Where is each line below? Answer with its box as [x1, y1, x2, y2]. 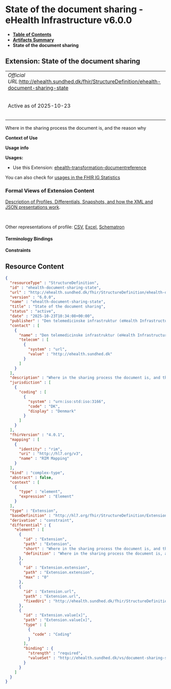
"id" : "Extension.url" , [23, 589, 76, 594]
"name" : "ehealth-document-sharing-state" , [10, 299, 106, 304]
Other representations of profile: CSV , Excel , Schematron [5, 224, 125, 230]
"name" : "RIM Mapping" [18, 456, 70, 461]
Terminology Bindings [5, 235, 53, 242]
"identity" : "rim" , [18, 446, 63, 452]
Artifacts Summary [12, 37, 54, 43]
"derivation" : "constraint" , [10, 517, 74, 523]
